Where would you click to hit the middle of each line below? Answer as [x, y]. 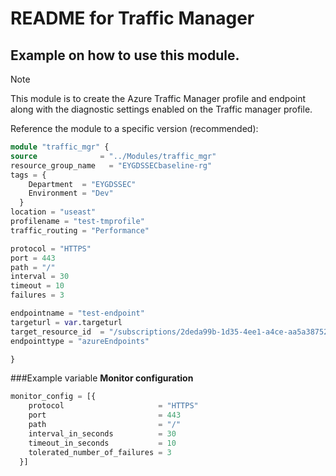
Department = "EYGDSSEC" [82, 184]
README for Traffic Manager [132, 18]
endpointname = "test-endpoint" [77, 313]
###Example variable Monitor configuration [102, 378]
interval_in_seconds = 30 [102, 433]
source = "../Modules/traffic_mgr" [113, 156]
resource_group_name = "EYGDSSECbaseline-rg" [111, 165]
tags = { [28, 175]
